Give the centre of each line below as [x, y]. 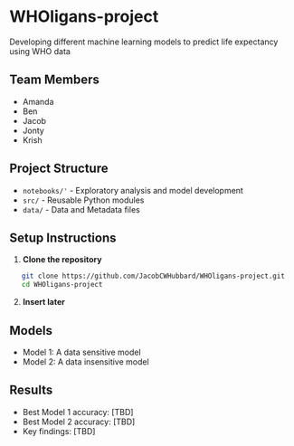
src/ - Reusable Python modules [83, 200]
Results [31, 390]
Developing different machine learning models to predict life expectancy [144, 42]
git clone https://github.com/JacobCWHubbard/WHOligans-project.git [153, 276]
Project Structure [59, 169]
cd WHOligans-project [62, 285]
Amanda [38, 101]
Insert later [43, 302]
